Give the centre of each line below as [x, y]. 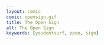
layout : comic [24, 11]
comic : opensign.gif [32, 17]
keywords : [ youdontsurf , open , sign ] [53, 33]
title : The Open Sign [33, 22]
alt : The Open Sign [30, 28]
